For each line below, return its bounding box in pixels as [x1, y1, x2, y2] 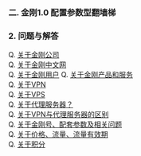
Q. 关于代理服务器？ [8, 99, 74, 109]
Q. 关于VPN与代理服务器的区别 [8, 110, 109, 119]
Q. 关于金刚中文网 [8, 60, 67, 69]
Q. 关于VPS [8, 90, 45, 99]
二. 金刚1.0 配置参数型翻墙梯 [8, 6, 116, 18]
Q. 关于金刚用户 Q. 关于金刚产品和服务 [8, 70, 134, 80]
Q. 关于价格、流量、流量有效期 [8, 130, 109, 139]
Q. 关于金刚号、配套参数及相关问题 [8, 119, 123, 129]
